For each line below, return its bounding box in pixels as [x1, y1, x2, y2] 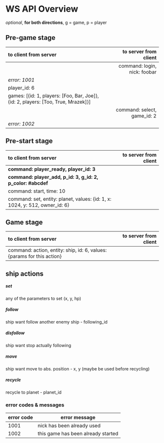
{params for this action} [8, 253, 62, 260]
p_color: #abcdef [8, 179, 48, 186]
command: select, [115, 106, 157, 113]
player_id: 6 [8, 84, 35, 91]
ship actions [5, 270, 44, 278]
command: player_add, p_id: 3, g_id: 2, [8, 173, 99, 180]
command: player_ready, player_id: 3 [8, 166, 95, 173]
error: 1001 [8, 77, 35, 83]
